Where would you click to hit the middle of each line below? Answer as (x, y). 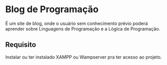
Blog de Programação (52, 9)
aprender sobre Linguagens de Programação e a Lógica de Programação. (83, 28)
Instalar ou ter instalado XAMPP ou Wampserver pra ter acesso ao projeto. (83, 57)
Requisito (21, 45)
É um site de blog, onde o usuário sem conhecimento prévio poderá (77, 23)
